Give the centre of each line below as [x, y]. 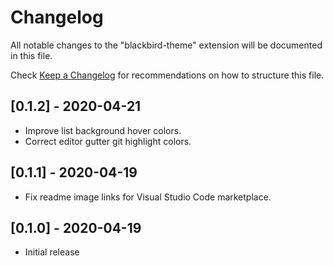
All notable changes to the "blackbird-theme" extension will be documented [166, 45]
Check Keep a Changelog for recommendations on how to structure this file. [167, 75]
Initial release [52, 252]
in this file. [31, 55]
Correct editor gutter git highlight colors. [108, 141]
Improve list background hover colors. [103, 130]
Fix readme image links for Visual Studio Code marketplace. [148, 197]
